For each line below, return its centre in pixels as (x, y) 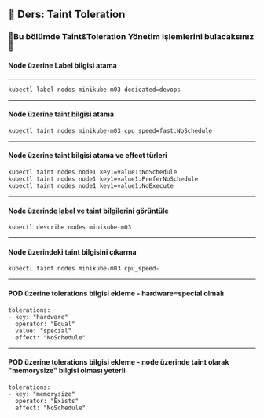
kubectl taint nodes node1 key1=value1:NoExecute (91, 185)
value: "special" (44, 331)
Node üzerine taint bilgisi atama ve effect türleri (88, 156)
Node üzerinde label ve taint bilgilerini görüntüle (88, 211)
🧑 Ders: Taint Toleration (67, 15)
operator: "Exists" (47, 401)
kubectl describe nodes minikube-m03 (70, 227)
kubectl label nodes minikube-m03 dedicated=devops (94, 90)
